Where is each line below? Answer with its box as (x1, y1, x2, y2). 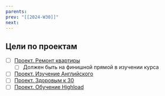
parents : (5, 8, 27, 15)
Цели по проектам (5, 41, 77, 51)
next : (5, 19, 19, 25)
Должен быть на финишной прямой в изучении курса (22, 64, 159, 71)
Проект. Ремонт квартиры (14, 57, 80, 64)
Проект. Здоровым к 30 (14, 77, 75, 84)
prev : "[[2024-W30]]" (5, 14, 59, 20)
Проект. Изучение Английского (14, 70, 93, 77)
